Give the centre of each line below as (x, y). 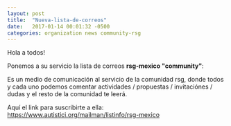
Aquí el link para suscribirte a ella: (55, 107)
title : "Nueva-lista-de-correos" (57, 20)
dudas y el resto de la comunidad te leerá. (67, 94)
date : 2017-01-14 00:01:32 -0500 (59, 26)
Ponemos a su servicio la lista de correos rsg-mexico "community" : (105, 66)
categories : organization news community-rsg (74, 33)
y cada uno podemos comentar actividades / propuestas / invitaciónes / (110, 87)
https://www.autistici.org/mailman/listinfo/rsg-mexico (84, 115)
